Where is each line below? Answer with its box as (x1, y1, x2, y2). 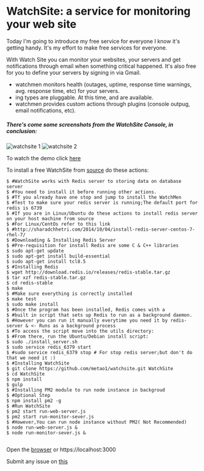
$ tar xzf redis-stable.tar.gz (6, 274, 86, 281)
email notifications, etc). (15, 106, 76, 114)
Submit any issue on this (6, 458, 68, 465)
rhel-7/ (6, 231, 26, 238)
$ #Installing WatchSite (6, 360, 70, 366)
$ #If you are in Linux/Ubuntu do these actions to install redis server (6, 210, 199, 217)
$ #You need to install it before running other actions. (6, 188, 157, 195)
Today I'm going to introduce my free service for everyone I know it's (6, 37, 180, 45)
